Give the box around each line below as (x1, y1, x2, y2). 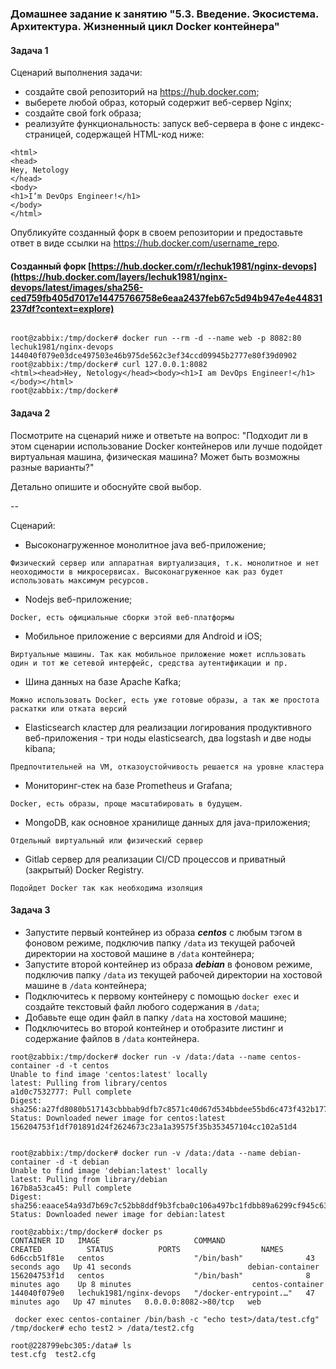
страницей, (24, 128, 74, 141)
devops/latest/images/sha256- (10, 281, 144, 293)
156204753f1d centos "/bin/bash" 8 (10, 1270, 311, 1281)
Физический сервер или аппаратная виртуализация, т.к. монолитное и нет (10, 558, 320, 568)
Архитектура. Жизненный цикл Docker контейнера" (10, 19, 280, 33)
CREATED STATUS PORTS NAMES (10, 1244, 284, 1254)
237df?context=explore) (10, 302, 115, 314)
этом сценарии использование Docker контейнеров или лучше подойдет (10, 440, 323, 452)
